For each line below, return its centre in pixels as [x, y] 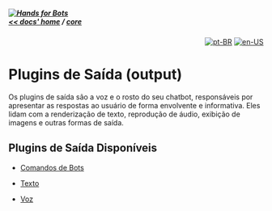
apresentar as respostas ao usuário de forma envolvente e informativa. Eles [134, 105]
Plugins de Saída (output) [96, 75]
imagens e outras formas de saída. [66, 122]
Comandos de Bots [52, 167]
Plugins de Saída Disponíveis [83, 148]
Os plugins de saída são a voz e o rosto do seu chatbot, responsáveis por [131, 97]
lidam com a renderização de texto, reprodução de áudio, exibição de [124, 114]
